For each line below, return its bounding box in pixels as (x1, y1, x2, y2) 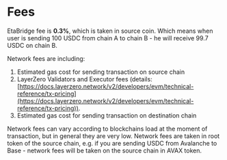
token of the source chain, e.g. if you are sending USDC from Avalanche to (7, 139, 217, 147)
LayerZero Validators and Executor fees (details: (16, 75, 152, 83)
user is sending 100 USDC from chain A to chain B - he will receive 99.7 (7, 34, 209, 42)
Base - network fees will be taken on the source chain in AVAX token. (7, 146, 202, 155)
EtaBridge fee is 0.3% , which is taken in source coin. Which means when (7, 27, 213, 35)
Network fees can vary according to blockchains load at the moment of (7, 124, 208, 133)
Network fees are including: (7, 54, 85, 62)
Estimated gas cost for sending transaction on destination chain (16, 111, 197, 120)
